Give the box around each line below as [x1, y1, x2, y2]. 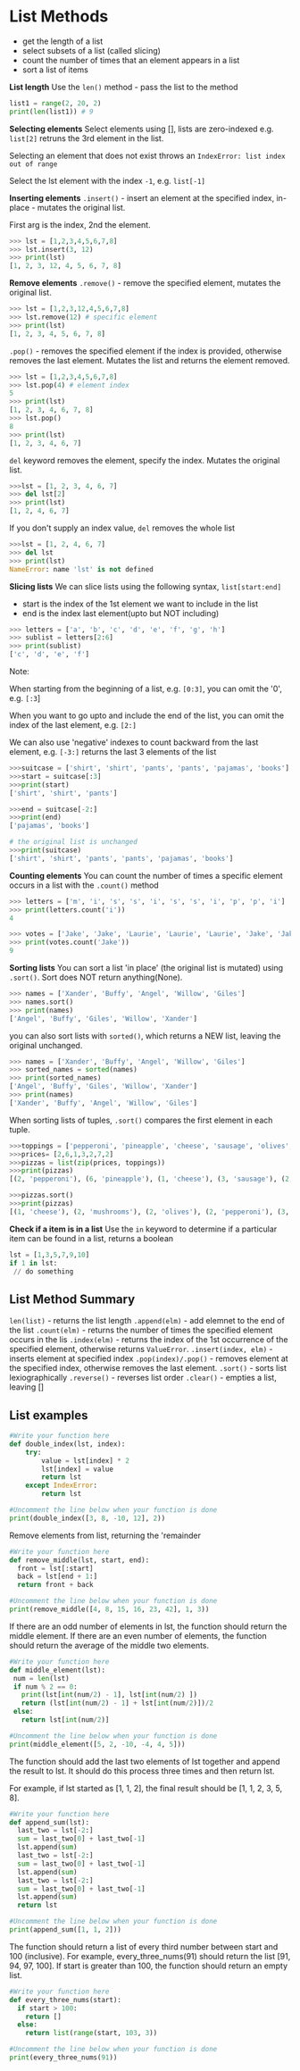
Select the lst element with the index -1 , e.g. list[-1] [9, 175, 206, 186]
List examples [9, 1407, 88, 1423]
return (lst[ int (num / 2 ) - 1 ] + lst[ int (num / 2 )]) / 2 [21, 1699, 214, 1708]
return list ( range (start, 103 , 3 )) [25, 2029, 158, 2038]
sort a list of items [21, 64, 89, 75]
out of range [9, 159, 58, 169]
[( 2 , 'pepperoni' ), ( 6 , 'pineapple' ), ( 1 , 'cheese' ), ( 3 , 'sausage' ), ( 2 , [9, 1174, 294, 1184]
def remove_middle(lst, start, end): [9, 1556, 150, 1565]
